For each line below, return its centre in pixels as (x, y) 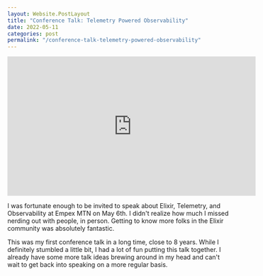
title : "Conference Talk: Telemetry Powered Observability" (98, 21)
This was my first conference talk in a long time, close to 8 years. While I (113, 242)
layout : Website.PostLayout (49, 14)
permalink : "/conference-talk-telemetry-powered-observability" (104, 40)
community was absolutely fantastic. (61, 229)
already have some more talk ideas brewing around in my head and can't (114, 257)
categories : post (33, 34)
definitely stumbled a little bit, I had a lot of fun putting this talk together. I (114, 250)
